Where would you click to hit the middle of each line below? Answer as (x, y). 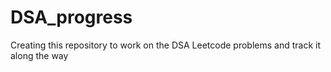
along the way (39, 55)
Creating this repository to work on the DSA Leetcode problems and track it (165, 45)
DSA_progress (71, 17)
